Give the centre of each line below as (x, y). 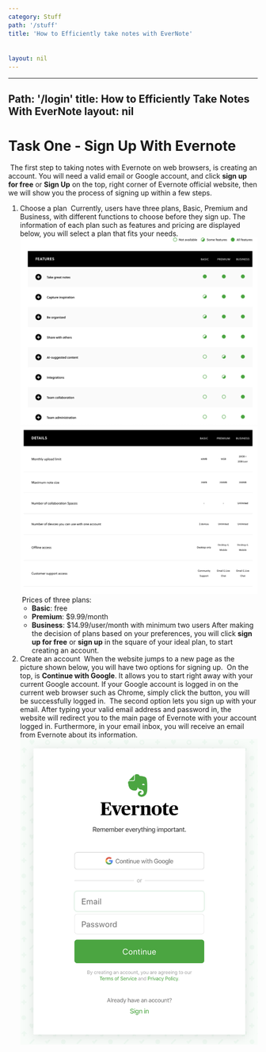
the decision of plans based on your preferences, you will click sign (142, 633)
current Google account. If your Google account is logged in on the (129, 684)
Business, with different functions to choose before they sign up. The (132, 217)
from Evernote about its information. (79, 734)
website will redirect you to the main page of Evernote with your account (138, 718)
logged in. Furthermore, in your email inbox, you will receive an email (132, 726)
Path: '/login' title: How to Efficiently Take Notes (129, 99)
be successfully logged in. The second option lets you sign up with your (138, 701)
